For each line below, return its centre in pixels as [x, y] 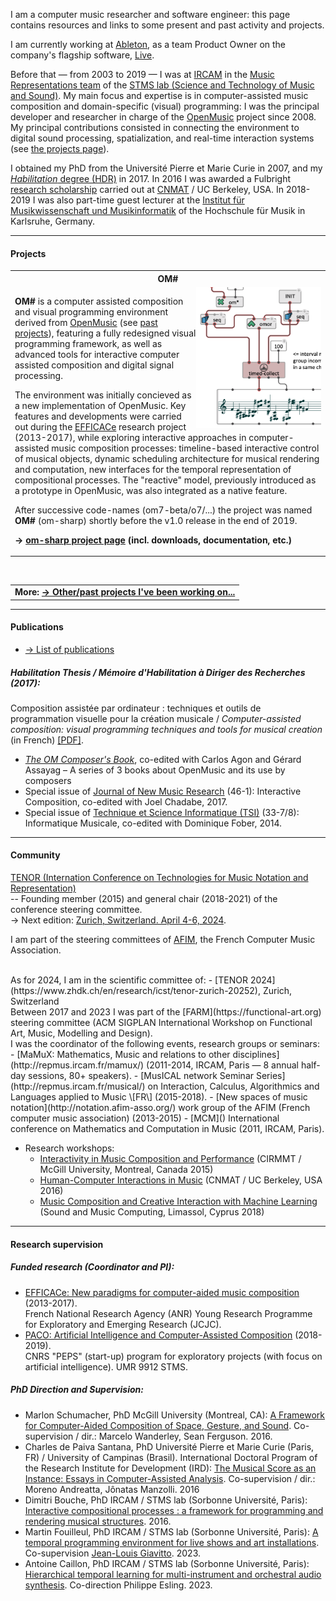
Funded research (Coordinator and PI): [92, 1267]
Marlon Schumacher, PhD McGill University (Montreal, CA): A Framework [175, 1415]
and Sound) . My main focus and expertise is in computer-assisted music [159, 95]
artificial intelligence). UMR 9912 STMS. [106, 1366]
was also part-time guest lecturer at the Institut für [141, 200]
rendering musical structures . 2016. [98, 1521]
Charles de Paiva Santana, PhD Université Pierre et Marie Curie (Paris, [169, 1446]
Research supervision [57, 1244]
